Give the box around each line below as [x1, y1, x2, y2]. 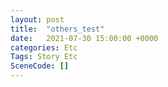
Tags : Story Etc [10, 52, 78, 62]
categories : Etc [10, 42, 78, 53]
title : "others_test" [10, 24, 105, 34]
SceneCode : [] [10, 61, 70, 71]
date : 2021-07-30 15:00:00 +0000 [10, 33, 159, 43]
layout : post [10, 14, 65, 25]
